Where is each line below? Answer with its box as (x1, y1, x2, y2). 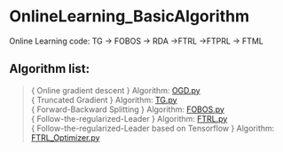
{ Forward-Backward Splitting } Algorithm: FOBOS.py (30, 104, 224, 115)
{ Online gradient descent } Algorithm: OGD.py (30, 84, 201, 95)
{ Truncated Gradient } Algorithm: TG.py (30, 94, 177, 105)
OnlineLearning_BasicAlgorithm (9, 6, 250, 27)
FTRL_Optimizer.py (30, 132, 100, 143)
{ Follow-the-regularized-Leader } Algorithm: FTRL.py (30, 113, 228, 124)
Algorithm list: (9, 61, 90, 76)
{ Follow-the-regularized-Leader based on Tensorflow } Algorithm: (30, 123, 275, 133)
